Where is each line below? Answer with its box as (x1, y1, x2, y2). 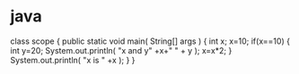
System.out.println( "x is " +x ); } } (10, 54, 136, 65)
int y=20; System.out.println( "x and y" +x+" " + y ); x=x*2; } (10, 45, 233, 55)
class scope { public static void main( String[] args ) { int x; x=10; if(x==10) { (10, 36, 291, 46)
